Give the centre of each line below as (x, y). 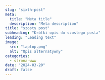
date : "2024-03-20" (25, 65)
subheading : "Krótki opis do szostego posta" (53, 33)
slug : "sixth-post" (25, 10)
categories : (17, 56)
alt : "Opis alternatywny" (36, 51)
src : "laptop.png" (29, 47)
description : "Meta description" (44, 24)
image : (12, 42)
